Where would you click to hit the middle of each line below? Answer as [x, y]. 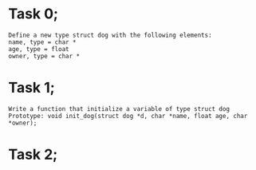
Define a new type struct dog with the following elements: [110, 35]
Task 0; [33, 14]
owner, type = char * [44, 56]
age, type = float [39, 49]
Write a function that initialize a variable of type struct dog [119, 109]
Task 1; [32, 88]
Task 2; [33, 154]
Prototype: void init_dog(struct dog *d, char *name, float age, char [128, 116]
